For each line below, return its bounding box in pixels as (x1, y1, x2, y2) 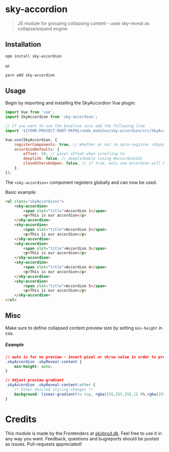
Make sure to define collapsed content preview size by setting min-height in (5, 325, 162, 331)
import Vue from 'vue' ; (5, 110, 55, 115)
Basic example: (5, 189, 37, 195)
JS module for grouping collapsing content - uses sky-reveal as (17, 20, 149, 26)
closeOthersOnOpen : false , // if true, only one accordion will (23, 161, 161, 166)
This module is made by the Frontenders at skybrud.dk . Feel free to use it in (5, 430, 162, 436)
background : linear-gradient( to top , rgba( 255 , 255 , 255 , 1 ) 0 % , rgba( (14, 391, 159, 397)
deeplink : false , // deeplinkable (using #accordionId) (23, 156, 143, 161)
